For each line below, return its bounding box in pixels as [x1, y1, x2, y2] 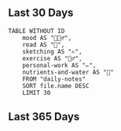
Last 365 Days [8, 110, 80, 124]
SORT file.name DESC [22, 82, 90, 89]
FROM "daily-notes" [22, 75, 86, 83]
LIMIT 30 [22, 89, 51, 96]
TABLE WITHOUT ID [8, 27, 65, 35]
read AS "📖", [22, 41, 65, 49]
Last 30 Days [8, 6, 74, 20]
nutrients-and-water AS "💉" [22, 68, 114, 76]
